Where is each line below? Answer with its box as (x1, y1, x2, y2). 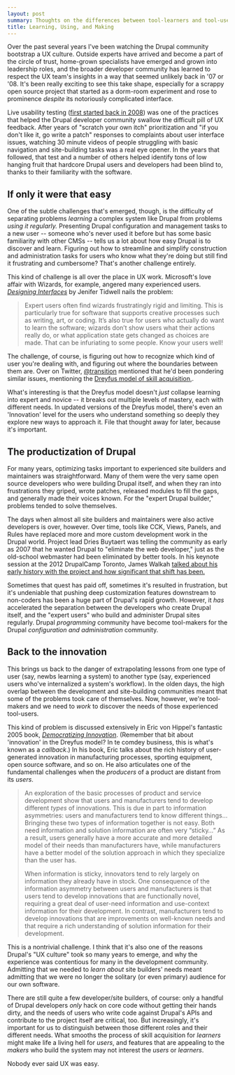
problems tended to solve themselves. (7, 502, 117, 509)
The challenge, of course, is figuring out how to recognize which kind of (7, 352, 215, 361)
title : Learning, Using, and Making (7, 23, 114, 30)
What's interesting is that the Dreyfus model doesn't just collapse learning (7, 388, 220, 396)
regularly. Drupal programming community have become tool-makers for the (7, 618, 228, 627)
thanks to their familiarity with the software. (7, 168, 133, 176)
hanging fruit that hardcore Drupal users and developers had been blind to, (7, 161, 224, 169)
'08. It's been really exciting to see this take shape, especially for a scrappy (7, 80, 225, 88)
